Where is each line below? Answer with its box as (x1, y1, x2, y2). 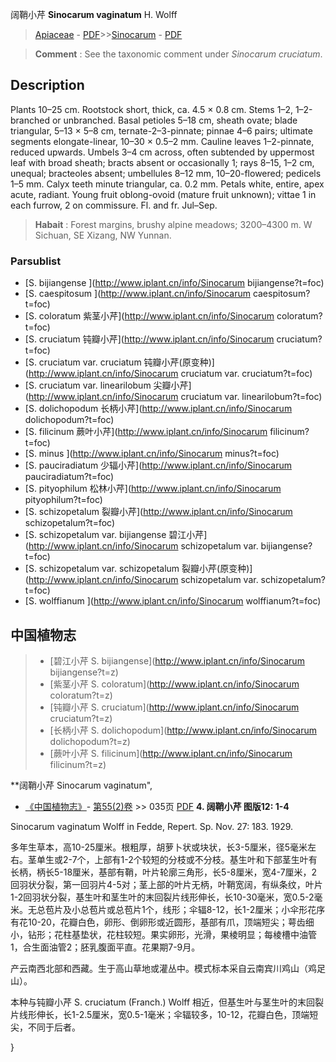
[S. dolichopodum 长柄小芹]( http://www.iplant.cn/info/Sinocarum (24, 403, 293, 415)
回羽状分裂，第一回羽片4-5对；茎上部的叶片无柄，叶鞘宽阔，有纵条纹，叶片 (10, 878, 323, 890)
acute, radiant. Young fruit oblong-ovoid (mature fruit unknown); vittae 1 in (10, 188, 317, 200)
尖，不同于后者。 (10, 1021, 81, 1033)
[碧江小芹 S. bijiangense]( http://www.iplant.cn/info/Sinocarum (49, 654, 305, 667)
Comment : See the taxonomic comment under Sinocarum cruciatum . (34, 48, 323, 60)
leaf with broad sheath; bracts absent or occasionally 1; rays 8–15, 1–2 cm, (10, 156, 315, 168)
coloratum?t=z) (49, 689, 113, 701)
